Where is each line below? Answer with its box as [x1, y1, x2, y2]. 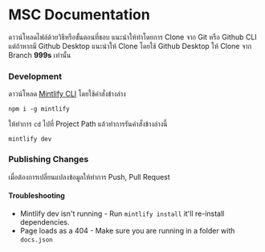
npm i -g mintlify [8, 105, 70, 113]
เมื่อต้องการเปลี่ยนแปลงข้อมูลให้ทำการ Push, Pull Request [8, 172, 170, 181]
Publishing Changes [8, 154, 89, 165]
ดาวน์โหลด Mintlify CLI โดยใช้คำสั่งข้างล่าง [8, 89, 126, 99]
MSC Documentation [8, 6, 150, 24]
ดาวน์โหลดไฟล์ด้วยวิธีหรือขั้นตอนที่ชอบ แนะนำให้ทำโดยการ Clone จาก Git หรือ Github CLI [8, 32, 257, 42]
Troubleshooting [8, 191, 66, 201]
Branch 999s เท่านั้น [8, 50, 71, 59]
